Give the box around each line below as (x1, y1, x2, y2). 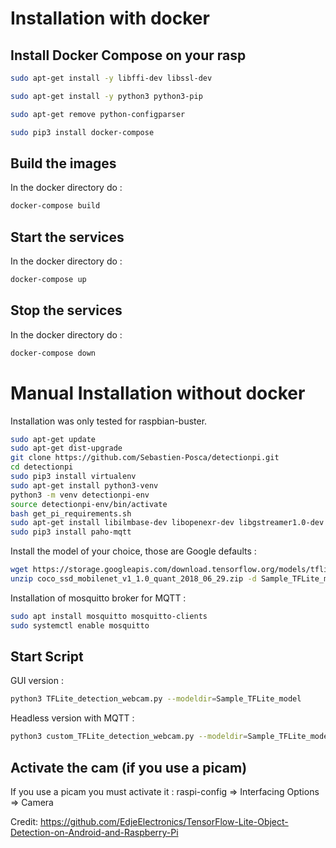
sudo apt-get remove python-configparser (10, 109, 186, 119)
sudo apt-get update (10, 434, 97, 444)
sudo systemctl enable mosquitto (10, 620, 150, 631)
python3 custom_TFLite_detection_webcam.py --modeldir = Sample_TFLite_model (10, 732, 333, 742)
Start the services (10, 228, 125, 246)
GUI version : (10, 675, 65, 687)
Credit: (10, 816, 39, 827)
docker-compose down (10, 348, 97, 358)
